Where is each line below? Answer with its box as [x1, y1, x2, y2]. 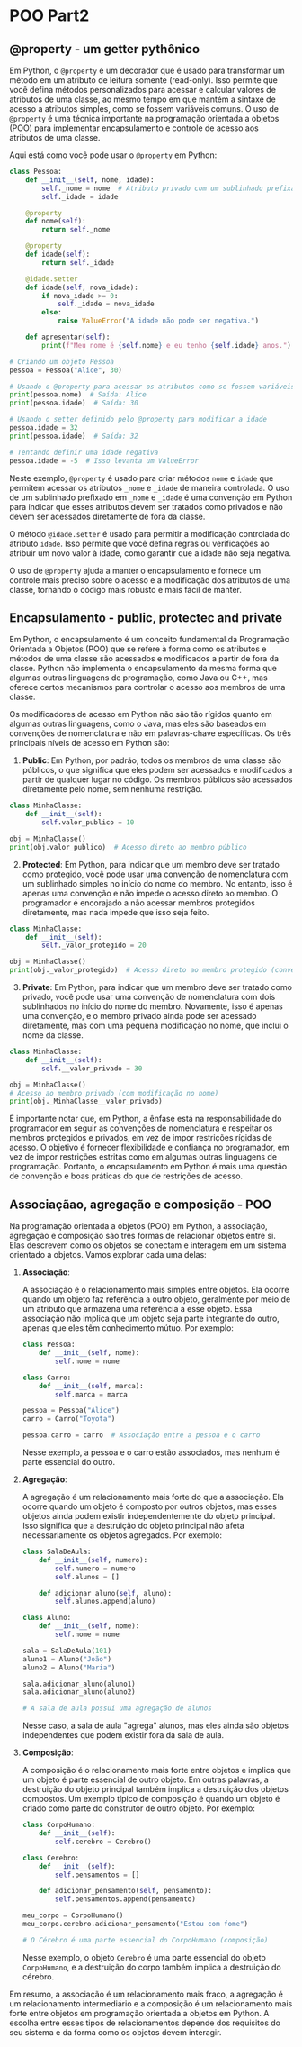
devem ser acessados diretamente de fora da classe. [9, 511, 206, 522]
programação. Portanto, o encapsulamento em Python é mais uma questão [9, 1161, 288, 1172]
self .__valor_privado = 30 [41, 1064, 143, 1073]
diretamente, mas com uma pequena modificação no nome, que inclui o [22, 1020, 289, 1032]
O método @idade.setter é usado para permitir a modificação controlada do [9, 528, 290, 539]
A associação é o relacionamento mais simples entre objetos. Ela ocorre [22, 1285, 289, 1296]
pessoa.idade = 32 [9, 423, 78, 432]
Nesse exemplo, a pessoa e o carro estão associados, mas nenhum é [22, 1447, 280, 1458]
